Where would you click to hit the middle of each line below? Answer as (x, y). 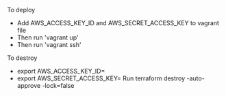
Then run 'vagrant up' (48, 37)
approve (29, 85)
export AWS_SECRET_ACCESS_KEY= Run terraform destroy (101, 78)
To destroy (22, 58)
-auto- (196, 78)
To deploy (21, 10)
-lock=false (58, 85)
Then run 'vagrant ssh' (49, 45)
